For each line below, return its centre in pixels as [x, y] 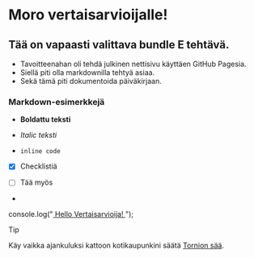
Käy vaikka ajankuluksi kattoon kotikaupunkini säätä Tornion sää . [116, 246]
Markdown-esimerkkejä [57, 102]
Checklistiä [39, 166]
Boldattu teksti [45, 119]
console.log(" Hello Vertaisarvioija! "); [71, 214]
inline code [40, 152]
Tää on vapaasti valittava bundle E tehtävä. [119, 45]
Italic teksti [38, 135]
